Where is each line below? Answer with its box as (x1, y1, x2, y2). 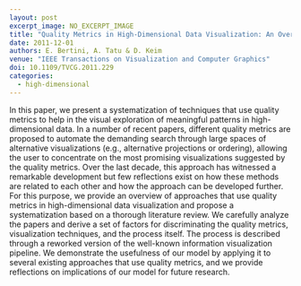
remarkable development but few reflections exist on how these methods (9, 171, 279, 182)
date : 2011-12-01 (9, 38, 74, 48)
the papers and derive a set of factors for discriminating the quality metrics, (9, 219, 288, 230)
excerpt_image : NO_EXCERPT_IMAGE (9, 22, 134, 30)
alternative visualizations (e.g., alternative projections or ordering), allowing (9, 143, 288, 153)
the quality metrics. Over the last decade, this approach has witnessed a (9, 161, 277, 172)
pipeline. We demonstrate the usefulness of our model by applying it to (9, 247, 271, 258)
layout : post (9, 13, 58, 22)
